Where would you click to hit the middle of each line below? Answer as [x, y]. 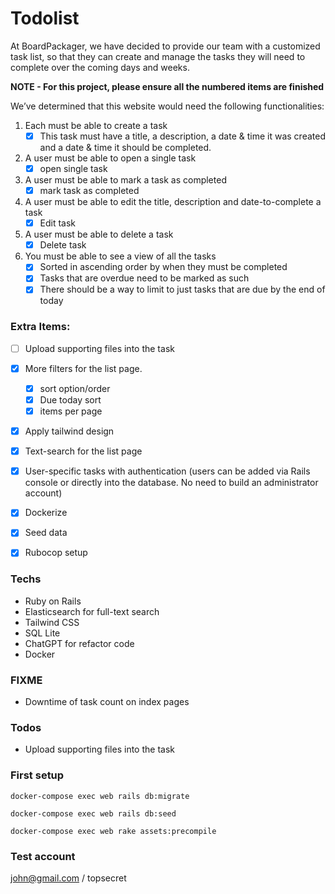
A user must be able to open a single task [110, 158]
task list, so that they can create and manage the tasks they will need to [158, 56]
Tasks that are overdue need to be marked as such [144, 278]
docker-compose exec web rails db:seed [93, 813]
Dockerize [46, 513]
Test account [43, 856]
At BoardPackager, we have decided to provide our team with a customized [165, 46]
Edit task [58, 223]
